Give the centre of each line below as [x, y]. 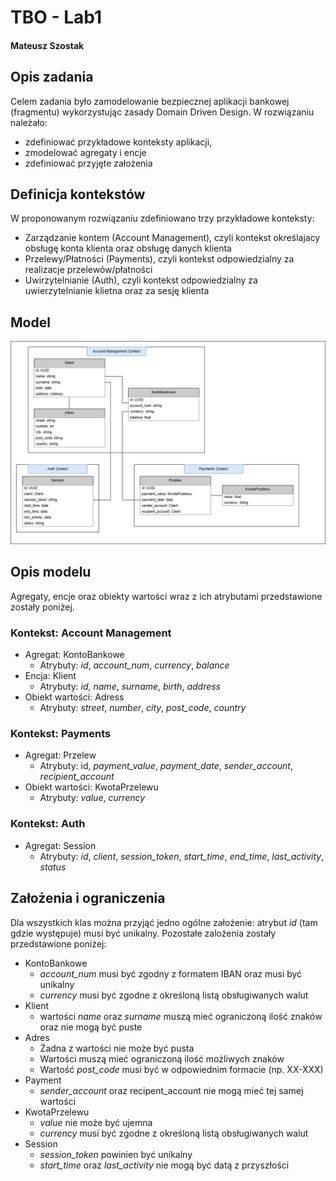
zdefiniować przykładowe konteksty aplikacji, [118, 142]
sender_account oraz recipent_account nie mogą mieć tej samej [171, 1090]
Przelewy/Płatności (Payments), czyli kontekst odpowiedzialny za [159, 259]
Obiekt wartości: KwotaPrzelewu [91, 787]
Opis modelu [51, 572]
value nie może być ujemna [96, 1122]
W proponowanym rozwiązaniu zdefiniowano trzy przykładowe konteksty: [162, 218]
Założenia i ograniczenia [88, 898]
